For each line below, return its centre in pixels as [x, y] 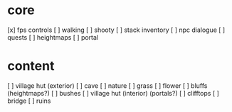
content [31, 66]
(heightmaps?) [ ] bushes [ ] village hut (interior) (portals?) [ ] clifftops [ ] [113, 93]
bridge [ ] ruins [29, 101]
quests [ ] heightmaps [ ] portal [53, 37]
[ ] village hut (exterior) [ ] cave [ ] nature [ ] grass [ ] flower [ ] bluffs [107, 85]
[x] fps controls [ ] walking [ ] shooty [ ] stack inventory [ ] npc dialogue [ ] [116, 30]
